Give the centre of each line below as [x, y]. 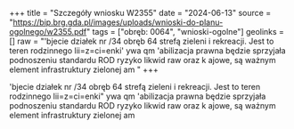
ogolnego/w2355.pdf [48, 32]
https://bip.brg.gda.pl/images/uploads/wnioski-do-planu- [118, 22]
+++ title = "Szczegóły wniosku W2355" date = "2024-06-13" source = [140, 13]
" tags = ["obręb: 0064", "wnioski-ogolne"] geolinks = [185, 32]
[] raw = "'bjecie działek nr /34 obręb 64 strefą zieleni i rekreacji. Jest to [142, 41]
